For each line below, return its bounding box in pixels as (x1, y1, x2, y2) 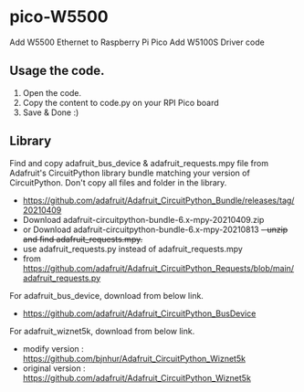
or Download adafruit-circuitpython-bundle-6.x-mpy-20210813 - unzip (22, 224, 288, 235)
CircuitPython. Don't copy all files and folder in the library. (9, 176, 227, 188)
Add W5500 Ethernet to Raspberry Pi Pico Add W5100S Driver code (9, 37, 265, 48)
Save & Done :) (22, 107, 79, 118)
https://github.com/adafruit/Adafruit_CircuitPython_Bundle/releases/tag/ (22, 195, 295, 206)
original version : (22, 363, 86, 374)
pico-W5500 (9, 6, 109, 27)
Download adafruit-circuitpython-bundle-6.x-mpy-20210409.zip (22, 214, 265, 225)
